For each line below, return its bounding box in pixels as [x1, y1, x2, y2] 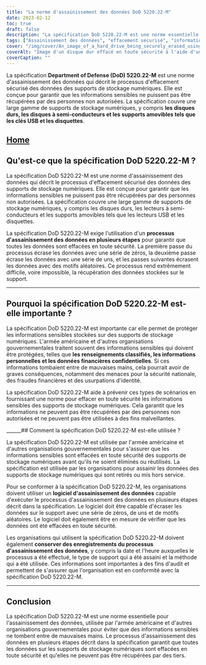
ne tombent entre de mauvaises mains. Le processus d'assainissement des [6, 632, 196, 640]
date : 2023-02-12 [6, 15, 51, 21]
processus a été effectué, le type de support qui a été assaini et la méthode [6, 553, 197, 561]
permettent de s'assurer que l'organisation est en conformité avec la [6, 566, 180, 574]
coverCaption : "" [6, 55, 51, 61]
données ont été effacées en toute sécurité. [6, 522, 117, 529]
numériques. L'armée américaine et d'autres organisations [6, 337, 154, 345]
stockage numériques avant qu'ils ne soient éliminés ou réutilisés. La [6, 458, 180, 465]
